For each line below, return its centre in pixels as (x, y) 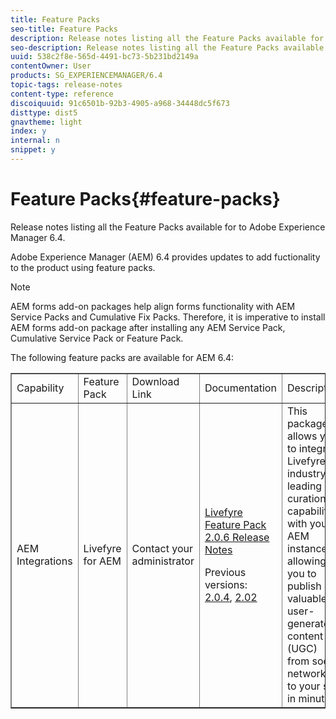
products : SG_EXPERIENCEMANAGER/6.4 (86, 76)
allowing (306, 561)
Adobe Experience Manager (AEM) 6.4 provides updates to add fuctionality (165, 257)
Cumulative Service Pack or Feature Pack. (97, 338)
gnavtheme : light (46, 122)
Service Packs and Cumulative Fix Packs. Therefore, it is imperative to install (168, 317)
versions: (226, 584)
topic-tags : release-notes (66, 85)
